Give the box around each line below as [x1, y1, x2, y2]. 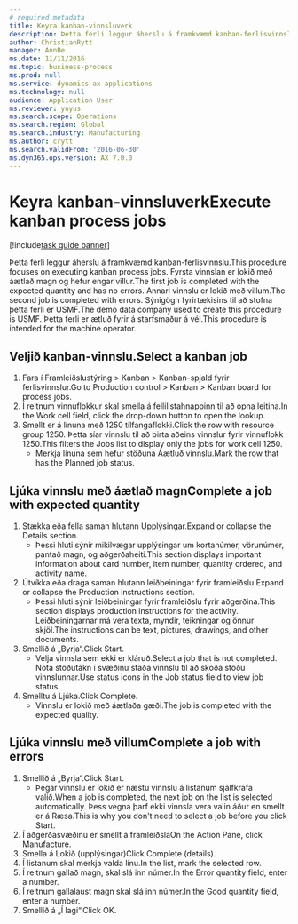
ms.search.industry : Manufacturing [9, 129, 141, 138]
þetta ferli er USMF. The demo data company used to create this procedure [9, 304, 282, 315]
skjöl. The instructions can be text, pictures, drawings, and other [35, 625, 269, 635]
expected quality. [35, 710, 99, 721]
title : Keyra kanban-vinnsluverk [9, 21, 133, 30]
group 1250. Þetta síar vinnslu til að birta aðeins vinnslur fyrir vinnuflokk [21, 429, 284, 440]
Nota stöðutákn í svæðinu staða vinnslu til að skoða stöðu [35, 663, 246, 673]
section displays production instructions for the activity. [35, 606, 239, 617]
